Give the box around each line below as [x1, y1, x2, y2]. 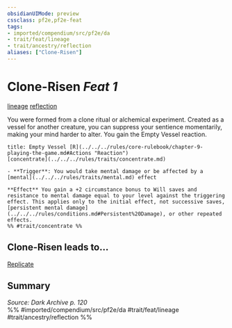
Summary [7, 280, 51, 292]
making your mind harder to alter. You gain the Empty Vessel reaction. [7, 130, 207, 138]
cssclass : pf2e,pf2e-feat [7, 17, 82, 24]
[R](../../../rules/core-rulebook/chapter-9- [69, 143, 204, 150]
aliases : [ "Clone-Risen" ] [7, 49, 82, 56]
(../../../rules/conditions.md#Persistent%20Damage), [7, 210, 167, 218]
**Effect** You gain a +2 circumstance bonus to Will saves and [7, 186, 197, 193]
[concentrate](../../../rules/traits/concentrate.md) [7, 156, 167, 163]
